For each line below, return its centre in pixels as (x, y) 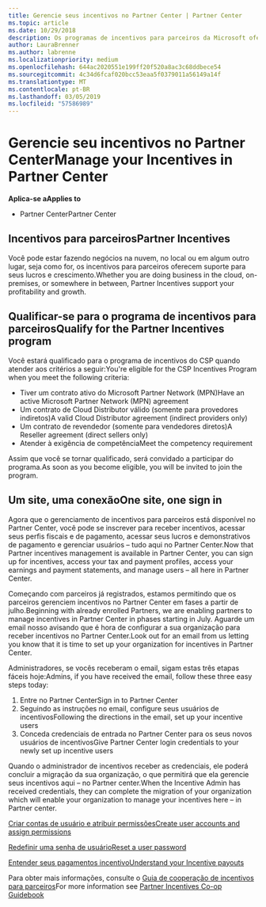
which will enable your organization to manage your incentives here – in (125, 799)
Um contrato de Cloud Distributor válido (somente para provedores (129, 410)
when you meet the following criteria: (69, 377)
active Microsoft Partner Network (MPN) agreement (104, 401)
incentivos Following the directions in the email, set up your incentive (131, 717)
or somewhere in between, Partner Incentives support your (139, 283)
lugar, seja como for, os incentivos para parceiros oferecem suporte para (127, 266)
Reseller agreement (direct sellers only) (84, 434)
